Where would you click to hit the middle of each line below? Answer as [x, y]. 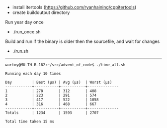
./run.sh [20, 51]
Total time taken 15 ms [30, 122]
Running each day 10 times [33, 74]
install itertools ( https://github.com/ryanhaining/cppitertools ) [74, 7]
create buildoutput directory [41, 12]
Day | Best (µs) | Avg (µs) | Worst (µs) [59, 82]
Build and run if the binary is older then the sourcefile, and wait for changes [83, 41]
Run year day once [24, 22]
